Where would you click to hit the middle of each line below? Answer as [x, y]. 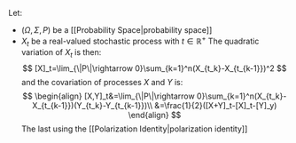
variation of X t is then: [61, 54]
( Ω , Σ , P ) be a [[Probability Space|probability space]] [117, 30]
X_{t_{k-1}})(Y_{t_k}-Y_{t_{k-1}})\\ [92, 106]
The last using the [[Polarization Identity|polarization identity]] [134, 129]
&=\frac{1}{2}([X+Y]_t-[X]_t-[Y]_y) [215, 106]
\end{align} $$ [155, 115]
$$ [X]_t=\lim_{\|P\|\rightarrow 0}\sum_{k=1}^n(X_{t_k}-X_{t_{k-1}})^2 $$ [155, 68]
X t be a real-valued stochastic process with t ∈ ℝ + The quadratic [140, 41]
